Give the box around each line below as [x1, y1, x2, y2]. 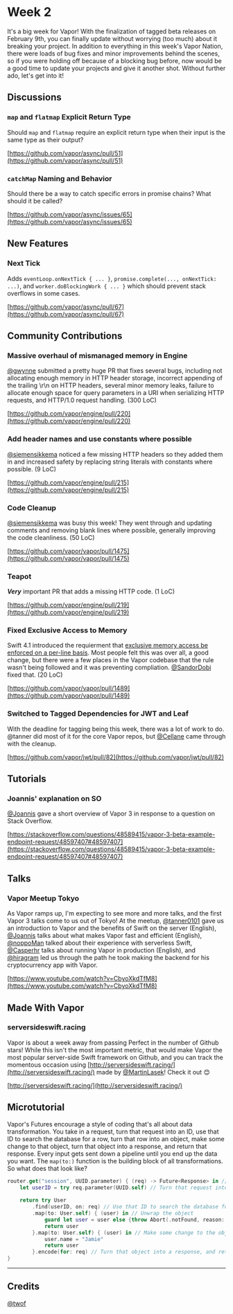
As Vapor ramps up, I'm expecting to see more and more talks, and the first [7, 909, 222, 918]
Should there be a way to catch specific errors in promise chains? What [7, 189, 212, 198]
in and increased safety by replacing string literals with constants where [7, 457, 213, 466]
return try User [19, 1197, 67, 1204]
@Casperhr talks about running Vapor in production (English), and [7, 946, 196, 954]
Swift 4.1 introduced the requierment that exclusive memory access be [7, 641, 208, 650]
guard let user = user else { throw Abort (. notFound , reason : [44, 1216, 225, 1223]
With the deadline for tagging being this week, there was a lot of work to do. [7, 725, 225, 733]
